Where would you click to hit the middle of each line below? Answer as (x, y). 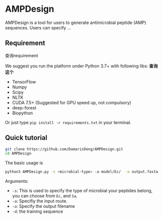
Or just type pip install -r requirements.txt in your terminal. (68, 122)
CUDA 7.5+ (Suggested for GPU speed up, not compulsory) (72, 102)
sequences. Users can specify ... (38, 27)
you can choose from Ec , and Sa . (45, 196)
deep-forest (24, 108)
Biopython (22, 113)
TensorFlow (24, 82)
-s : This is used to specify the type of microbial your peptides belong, (82, 191)
